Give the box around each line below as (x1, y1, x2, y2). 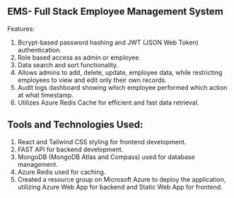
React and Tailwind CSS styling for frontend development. (17, 137, 187, 146)
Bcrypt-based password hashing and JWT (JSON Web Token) (17, 38, 199, 47)
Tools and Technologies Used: (7, 119, 144, 131)
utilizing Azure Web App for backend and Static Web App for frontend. (17, 182, 223, 191)
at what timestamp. (17, 91, 74, 99)
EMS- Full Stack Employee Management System (7, 6, 224, 18)
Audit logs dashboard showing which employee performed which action (17, 83, 228, 91)
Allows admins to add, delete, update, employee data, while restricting (17, 68, 223, 76)
